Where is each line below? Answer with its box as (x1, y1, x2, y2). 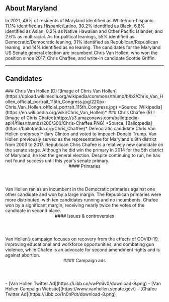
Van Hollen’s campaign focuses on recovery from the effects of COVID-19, (5, 236, 159, 242)
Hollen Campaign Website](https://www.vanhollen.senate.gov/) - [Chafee (5, 285, 157, 292)
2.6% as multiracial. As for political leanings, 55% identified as (5, 33, 135, 39)
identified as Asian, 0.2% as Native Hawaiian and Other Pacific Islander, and (5, 28, 163, 34)
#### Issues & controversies (54, 213, 115, 219)
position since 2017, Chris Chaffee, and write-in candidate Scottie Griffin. (5, 55, 156, 61)
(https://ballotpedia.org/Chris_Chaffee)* (5, 125, 88, 131)
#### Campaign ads (63, 257, 106, 263)
